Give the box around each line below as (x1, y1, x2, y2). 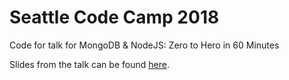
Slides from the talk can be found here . (9, 58, 170, 70)
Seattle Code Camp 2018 (9, 6, 220, 29)
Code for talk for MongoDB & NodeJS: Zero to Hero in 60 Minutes (9, 39, 280, 51)
